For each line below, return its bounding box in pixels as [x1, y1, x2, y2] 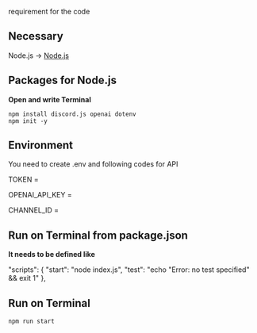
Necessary [8, 29, 63, 43]
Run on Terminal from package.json [8, 228, 189, 242]
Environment [8, 139, 74, 152]
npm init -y [8, 117, 48, 125]
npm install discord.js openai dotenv [8, 110, 136, 118]
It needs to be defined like [8, 250, 95, 259]
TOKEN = [8, 174, 39, 185]
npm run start [8, 317, 56, 326]
